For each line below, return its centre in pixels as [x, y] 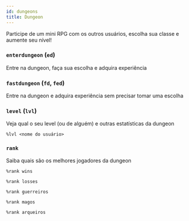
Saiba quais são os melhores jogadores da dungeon [69, 160]
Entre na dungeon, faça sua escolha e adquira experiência [77, 67]
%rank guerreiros [27, 192]
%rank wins [19, 171]
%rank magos [21, 202]
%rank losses [22, 181]
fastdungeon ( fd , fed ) [36, 83]
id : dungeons [22, 11]
